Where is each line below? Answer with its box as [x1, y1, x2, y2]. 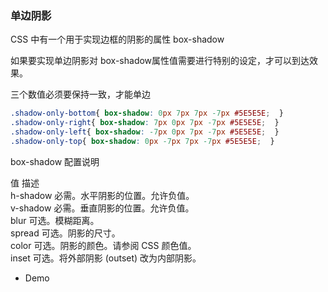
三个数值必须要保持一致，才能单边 [10, 88, 151, 101]
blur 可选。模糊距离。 [10, 214, 100, 226]
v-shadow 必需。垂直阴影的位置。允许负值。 [10, 202, 195, 214]
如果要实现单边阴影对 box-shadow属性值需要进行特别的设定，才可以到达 [10, 55, 310, 67]
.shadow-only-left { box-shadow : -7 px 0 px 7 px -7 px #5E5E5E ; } [10, 127, 280, 137]
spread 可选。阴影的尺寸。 [10, 227, 121, 239]
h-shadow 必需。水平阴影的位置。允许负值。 [10, 189, 195, 201]
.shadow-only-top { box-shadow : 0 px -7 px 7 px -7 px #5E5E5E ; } [10, 136, 275, 146]
